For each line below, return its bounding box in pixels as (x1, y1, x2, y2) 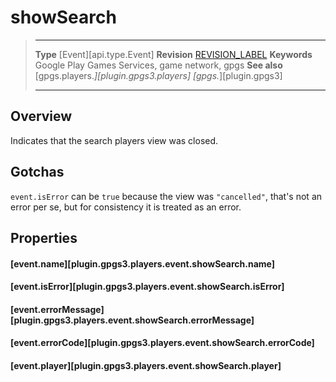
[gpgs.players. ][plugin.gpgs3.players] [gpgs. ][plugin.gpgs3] (34, 69, 283, 81)
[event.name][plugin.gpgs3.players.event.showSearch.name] (10, 257, 276, 270)
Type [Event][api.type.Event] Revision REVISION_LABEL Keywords (34, 48, 313, 60)
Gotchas (10, 164, 65, 181)
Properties (10, 229, 78, 246)
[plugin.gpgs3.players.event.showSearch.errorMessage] (10, 314, 255, 326)
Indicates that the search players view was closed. (10, 134, 219, 146)
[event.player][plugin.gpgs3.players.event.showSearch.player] (10, 359, 282, 371)
